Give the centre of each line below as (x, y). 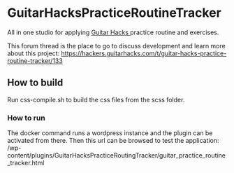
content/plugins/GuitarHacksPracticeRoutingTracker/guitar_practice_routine (116, 155)
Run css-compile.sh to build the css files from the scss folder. (96, 99)
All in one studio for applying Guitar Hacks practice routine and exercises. (113, 32)
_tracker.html (26, 163)
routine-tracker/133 (35, 60)
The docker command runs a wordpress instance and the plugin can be (110, 133)
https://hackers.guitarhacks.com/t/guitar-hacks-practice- (144, 53)
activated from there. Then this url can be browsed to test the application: (113, 141)
